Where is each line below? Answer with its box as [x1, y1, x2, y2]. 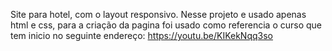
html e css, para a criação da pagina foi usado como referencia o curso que [10, 19, 323, 31]
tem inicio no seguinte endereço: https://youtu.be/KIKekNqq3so [10, 30, 273, 41]
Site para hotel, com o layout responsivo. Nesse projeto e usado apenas [10, 9, 307, 20]
